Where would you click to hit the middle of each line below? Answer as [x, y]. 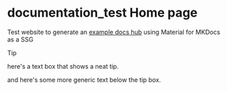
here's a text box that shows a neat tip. [63, 66]
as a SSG [20, 39]
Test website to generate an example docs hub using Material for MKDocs [114, 32]
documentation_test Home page [102, 13]
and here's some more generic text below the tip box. [84, 80]
